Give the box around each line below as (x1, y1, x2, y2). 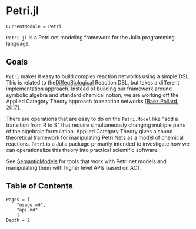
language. (6, 40, 31, 47)
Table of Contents (6, 181, 74, 191)
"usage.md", (16, 201, 46, 208)
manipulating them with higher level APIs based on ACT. (6, 164, 142, 171)
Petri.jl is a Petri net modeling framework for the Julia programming (6, 33, 175, 41)
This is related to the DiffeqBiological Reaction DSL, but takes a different (6, 79, 180, 86)
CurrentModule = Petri (6, 23, 62, 29)
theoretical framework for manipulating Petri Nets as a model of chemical (6, 134, 184, 141)
